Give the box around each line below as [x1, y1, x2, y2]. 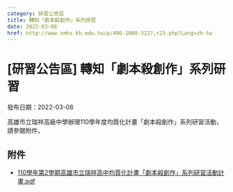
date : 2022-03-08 [7, 23, 58, 30]
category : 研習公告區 [7, 10, 64, 17]
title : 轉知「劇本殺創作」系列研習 [7, 17, 96, 24]
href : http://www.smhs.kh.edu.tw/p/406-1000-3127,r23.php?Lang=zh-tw [7, 29, 213, 37]
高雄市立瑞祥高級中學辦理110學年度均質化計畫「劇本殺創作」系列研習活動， [7, 118, 223, 126]
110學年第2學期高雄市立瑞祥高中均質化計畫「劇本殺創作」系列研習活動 [17, 168, 218, 177]
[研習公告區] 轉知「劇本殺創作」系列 [7, 62, 214, 77]
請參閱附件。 [7, 126, 44, 135]
